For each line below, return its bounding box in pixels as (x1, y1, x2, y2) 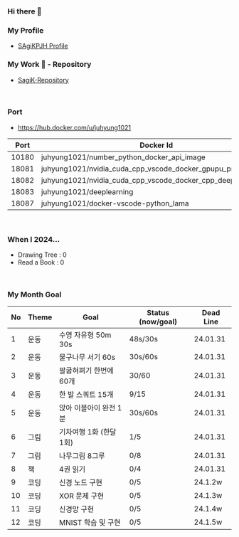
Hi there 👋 (7, 6, 43, 16)
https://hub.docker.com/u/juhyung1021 (17, 123, 132, 132)
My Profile (7, 25, 44, 35)
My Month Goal (7, 289, 62, 299)
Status (147, 308, 170, 318)
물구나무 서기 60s (59, 352, 116, 362)
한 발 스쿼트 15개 (59, 390, 114, 400)
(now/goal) (139, 317, 178, 326)
